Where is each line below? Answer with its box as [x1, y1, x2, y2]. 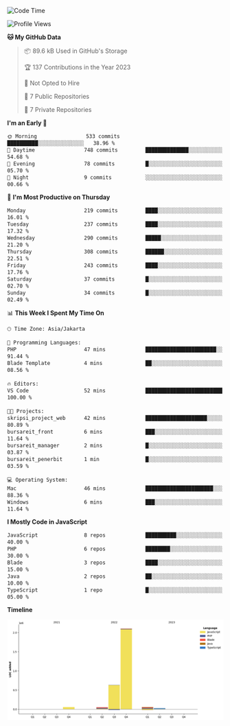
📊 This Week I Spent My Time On [7, 309, 104, 317]
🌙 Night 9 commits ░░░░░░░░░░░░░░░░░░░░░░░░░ [7, 174, 223, 181]
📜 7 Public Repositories [23, 93, 90, 100]
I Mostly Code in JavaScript [7, 518, 88, 526]
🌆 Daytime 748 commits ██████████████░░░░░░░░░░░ [7, 147, 223, 154]
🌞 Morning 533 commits [7, 133, 120, 140]
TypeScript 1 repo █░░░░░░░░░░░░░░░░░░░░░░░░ [7, 587, 223, 594]
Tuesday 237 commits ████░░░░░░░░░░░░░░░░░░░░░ [7, 221, 223, 228]
